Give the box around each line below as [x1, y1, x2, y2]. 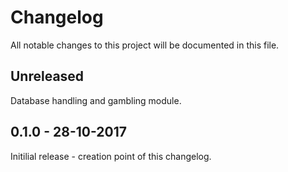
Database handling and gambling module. [10, 94, 182, 106]
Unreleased [10, 68, 85, 85]
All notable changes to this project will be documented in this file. [10, 39, 280, 51]
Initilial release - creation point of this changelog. [10, 150, 212, 162]
